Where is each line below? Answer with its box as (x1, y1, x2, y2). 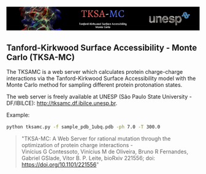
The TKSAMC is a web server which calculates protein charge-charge (6, 68, 183, 76)
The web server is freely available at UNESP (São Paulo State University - (6, 93, 192, 101)
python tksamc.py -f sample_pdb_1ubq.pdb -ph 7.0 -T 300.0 (6, 124, 161, 130)
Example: (6, 111, 30, 119)
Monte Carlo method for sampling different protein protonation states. (6, 81, 183, 89)
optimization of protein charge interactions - (21, 141, 133, 148)
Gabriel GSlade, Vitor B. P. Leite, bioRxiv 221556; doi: (21, 154, 155, 162)
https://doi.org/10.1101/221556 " (21, 161, 99, 168)
